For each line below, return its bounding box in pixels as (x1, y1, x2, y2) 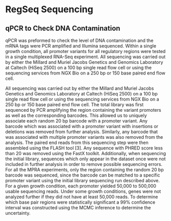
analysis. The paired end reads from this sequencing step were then (5, 139, 149, 145)
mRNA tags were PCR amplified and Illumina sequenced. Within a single (5, 43, 157, 49)
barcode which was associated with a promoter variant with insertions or (5, 124, 159, 129)
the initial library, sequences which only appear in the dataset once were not (5, 156, 166, 162)
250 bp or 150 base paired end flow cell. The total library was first (5, 102, 144, 108)
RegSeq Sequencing (5, 4, 93, 15)
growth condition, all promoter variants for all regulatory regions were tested (5, 48, 166, 54)
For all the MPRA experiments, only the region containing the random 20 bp (5, 167, 164, 173)
